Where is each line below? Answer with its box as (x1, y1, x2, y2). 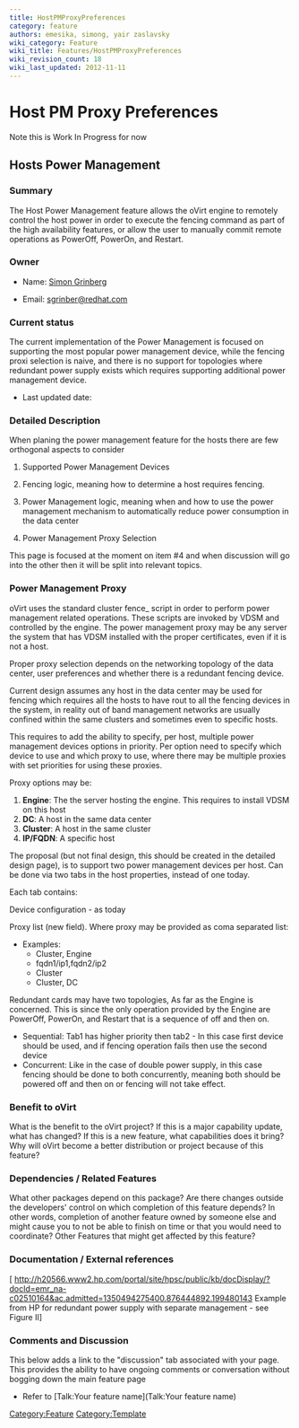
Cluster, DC (35, 977, 79, 987)
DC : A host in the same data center (21, 813, 152, 824)
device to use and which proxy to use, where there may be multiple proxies (9, 750, 286, 761)
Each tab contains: (9, 886, 78, 898)
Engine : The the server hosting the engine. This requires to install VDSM (21, 794, 290, 805)
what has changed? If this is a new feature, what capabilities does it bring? (9, 1130, 285, 1141)
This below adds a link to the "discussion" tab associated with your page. (9, 1354, 280, 1365)
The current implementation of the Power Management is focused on (9, 337, 264, 347)
